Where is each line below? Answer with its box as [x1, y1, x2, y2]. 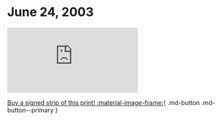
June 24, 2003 [7, 4, 94, 20]
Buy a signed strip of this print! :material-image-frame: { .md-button [7, 98, 200, 106]
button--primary [7, 106, 54, 114]
